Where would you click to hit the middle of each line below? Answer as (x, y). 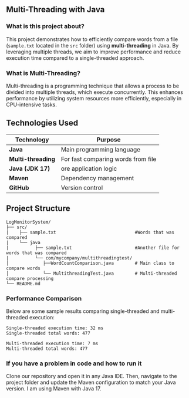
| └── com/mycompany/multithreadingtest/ (69, 258)
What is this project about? (45, 26)
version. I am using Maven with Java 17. (54, 389)
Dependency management (97, 178)
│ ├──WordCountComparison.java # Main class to (90, 263)
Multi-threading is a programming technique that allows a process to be (93, 86)
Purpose (109, 139)
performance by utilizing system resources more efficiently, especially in (94, 98)
